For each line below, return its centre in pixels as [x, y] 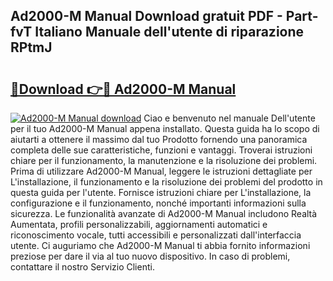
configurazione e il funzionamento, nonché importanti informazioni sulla [158, 203]
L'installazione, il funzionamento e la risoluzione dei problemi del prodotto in [166, 182]
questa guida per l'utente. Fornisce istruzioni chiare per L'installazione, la [161, 192]
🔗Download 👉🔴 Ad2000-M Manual [123, 89]
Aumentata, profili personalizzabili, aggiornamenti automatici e [139, 224]
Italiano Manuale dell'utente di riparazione [169, 32]
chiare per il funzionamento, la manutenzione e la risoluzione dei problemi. [164, 160]
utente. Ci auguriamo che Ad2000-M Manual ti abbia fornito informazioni [160, 245]
